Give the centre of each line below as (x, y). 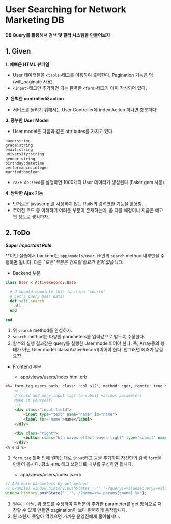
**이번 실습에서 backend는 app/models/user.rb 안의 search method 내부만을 (82, 255)
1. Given (18, 51)
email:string (19, 150)
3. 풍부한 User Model (27, 120)
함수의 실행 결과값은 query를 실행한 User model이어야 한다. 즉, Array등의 (86, 343)
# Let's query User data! (37, 297)
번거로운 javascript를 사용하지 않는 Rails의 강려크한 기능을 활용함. (78, 204)
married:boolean (22, 172)
